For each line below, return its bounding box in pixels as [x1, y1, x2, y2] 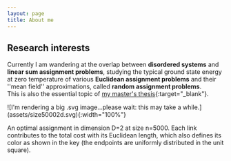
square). [7, 146, 31, 154]
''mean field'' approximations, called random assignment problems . [7, 82, 202, 91]
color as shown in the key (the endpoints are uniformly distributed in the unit [7, 139, 224, 147]
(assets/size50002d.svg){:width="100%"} [7, 111, 126, 119]
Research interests [7, 42, 90, 54]
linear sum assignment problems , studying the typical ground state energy [7, 68, 222, 76]
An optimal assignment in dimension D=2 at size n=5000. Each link [7, 124, 197, 132]
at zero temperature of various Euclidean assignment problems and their [7, 75, 217, 84]
